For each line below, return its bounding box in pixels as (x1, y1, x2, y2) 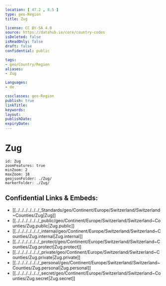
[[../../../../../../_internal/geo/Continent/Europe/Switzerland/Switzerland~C (12, 228, 161, 234)
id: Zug (5, 159, 21, 164)
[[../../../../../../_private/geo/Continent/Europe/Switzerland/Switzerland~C (12, 249, 160, 255)
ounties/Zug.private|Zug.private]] (12, 254, 81, 260)
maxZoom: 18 (5, 172, 30, 177)
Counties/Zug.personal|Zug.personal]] (12, 265, 91, 271)
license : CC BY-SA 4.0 (5, 25, 52, 30)
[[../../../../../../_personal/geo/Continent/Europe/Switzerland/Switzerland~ (12, 259, 161, 265)
